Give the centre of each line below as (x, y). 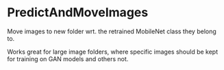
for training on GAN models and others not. (68, 58)
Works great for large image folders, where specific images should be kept (112, 52)
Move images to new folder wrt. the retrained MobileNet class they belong (112, 31)
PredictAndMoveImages (78, 13)
